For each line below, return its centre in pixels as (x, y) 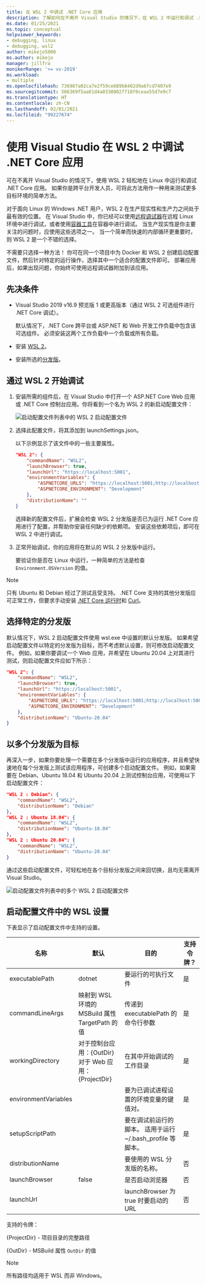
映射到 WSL (95, 995)
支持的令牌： (22, 1225)
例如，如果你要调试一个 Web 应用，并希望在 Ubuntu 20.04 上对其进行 (106, 653)
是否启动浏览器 (146, 1180)
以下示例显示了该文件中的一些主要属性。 (66, 443)
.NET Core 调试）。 (39, 313)
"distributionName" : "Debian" (56, 806)
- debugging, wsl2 (30, 47)
